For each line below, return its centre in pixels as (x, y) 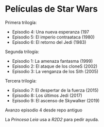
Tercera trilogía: (21, 81)
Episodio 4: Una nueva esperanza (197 (51, 32)
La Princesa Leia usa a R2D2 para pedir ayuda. (52, 119)
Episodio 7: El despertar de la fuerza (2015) (55, 90)
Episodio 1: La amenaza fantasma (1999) (52, 61)
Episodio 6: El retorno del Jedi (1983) (49, 42)
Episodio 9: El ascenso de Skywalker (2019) (56, 100)
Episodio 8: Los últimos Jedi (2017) (47, 95)
